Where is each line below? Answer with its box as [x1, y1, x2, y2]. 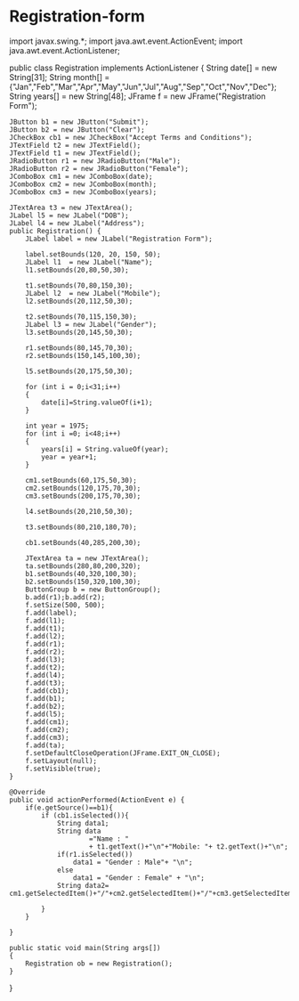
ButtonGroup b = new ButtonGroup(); [25, 585, 162, 594]
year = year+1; [41, 452, 98, 461]
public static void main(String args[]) [9, 943, 162, 952]
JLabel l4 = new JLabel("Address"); [9, 218, 145, 228]
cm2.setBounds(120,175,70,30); [25, 484, 141, 492]
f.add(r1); [25, 639, 66, 648]
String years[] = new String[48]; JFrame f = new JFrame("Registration [9, 91, 266, 102]
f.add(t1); [25, 623, 66, 633]
